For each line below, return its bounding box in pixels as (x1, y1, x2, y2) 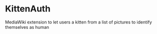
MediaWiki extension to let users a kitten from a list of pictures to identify (5, 19, 153, 25)
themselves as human (5, 24, 49, 30)
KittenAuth (5, 3, 51, 14)
